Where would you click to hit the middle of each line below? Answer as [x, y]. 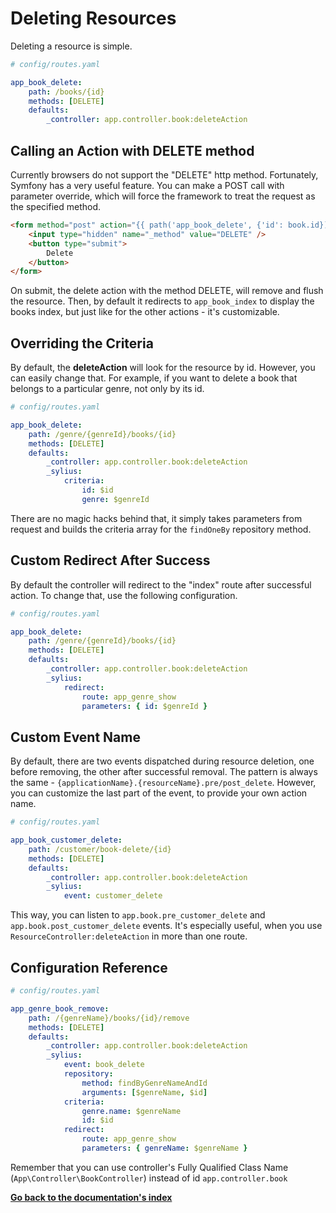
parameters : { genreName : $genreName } [164, 1148]
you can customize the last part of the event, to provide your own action [159, 793]
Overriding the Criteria [82, 343]
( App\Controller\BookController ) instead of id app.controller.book [149, 1178]
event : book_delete [104, 1065]
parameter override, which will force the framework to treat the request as [163, 196]
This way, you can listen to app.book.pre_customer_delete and [138, 915]
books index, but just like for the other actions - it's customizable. [145, 312]
